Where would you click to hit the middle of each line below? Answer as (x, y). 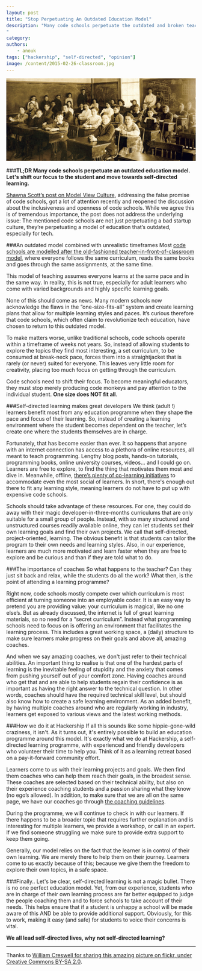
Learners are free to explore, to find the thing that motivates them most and (99, 469)
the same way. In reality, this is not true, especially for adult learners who (97, 283)
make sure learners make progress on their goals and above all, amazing (96, 638)
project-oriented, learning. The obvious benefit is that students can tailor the (101, 538)
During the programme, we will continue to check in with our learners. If (95, 813)
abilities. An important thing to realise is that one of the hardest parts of (95, 663)
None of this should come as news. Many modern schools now (84, 301)
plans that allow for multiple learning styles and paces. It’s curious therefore (100, 313)
